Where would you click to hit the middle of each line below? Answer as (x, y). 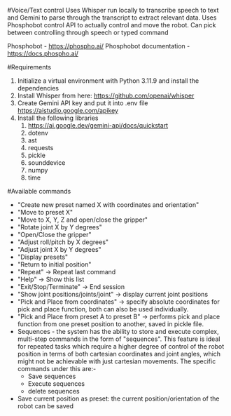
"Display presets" (43, 257)
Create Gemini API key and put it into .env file (83, 103)
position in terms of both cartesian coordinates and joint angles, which (119, 354)
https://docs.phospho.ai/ (43, 53)
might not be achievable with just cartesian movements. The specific (117, 361)
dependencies (38, 88)
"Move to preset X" (45, 212)
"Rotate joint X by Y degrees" (60, 227)
